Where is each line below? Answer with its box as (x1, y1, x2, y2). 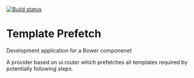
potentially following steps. (6, 65, 74, 72)
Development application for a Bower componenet (6, 47, 132, 54)
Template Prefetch (6, 27, 102, 41)
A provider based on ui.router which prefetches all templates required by (6, 58, 188, 66)
